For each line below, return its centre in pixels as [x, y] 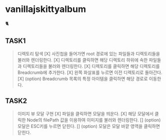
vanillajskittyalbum [46, 9]
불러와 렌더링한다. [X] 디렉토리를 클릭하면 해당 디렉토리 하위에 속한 [82, 60]
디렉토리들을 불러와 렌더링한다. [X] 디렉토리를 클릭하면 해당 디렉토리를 [91, 66]
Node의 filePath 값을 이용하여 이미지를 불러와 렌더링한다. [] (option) [94, 120]
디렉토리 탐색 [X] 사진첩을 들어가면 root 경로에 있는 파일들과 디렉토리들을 [88, 53]
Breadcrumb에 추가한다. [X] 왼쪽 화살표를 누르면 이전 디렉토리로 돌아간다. [90, 72]
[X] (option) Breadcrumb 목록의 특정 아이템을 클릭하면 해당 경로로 [83, 78]
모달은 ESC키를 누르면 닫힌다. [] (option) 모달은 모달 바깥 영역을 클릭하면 [88, 126]
